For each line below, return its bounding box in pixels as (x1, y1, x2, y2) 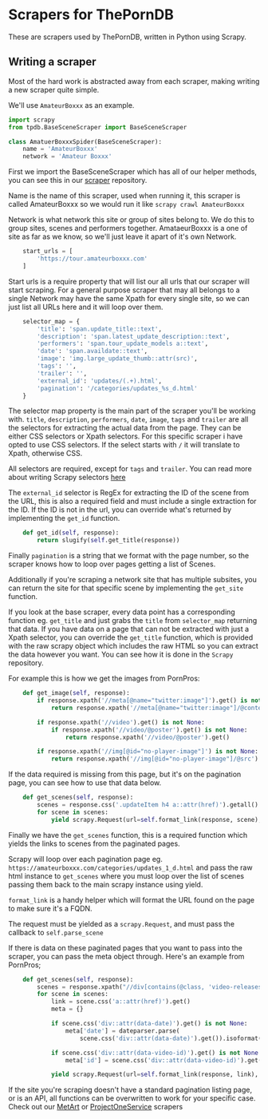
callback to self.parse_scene (8, 927, 104, 937)
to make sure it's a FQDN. (8, 903, 93, 913)
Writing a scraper (8, 55, 97, 69)
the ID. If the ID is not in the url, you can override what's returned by (8, 505, 232, 514)
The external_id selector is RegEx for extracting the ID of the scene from (8, 488, 250, 498)
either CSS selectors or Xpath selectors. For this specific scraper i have (8, 431, 243, 441)
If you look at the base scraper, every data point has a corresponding (8, 607, 235, 617)
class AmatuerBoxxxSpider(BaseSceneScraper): (8, 137, 162, 145)
